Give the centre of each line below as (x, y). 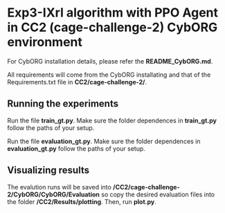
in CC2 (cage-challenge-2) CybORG (112, 27)
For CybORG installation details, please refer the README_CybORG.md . (110, 61)
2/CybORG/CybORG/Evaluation (54, 194)
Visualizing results (48, 170)
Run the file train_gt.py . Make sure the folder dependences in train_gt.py (112, 120)
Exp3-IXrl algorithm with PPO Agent (113, 13)
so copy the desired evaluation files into (158, 194)
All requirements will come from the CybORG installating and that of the (109, 75)
